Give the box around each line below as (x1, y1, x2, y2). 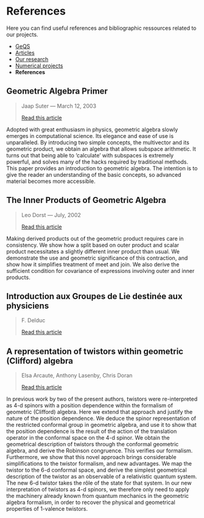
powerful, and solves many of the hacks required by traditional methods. (6, 158, 189, 165)
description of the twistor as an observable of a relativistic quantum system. (6, 473, 197, 480)
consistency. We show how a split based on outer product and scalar (6, 241, 180, 249)
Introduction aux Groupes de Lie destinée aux (6, 291, 183, 302)
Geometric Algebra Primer (6, 86, 108, 97)
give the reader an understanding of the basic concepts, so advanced (6, 171, 181, 178)
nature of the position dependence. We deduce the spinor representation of (6, 415, 197, 422)
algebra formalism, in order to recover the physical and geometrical (6, 499, 175, 506)
